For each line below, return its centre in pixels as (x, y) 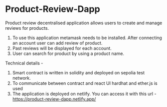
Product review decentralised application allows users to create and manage (84, 23)
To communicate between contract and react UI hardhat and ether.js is (85, 83)
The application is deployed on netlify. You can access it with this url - (84, 94)
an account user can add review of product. (57, 43)
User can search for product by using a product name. (68, 53)
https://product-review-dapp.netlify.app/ (54, 99)
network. (21, 78)
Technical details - (24, 63)
